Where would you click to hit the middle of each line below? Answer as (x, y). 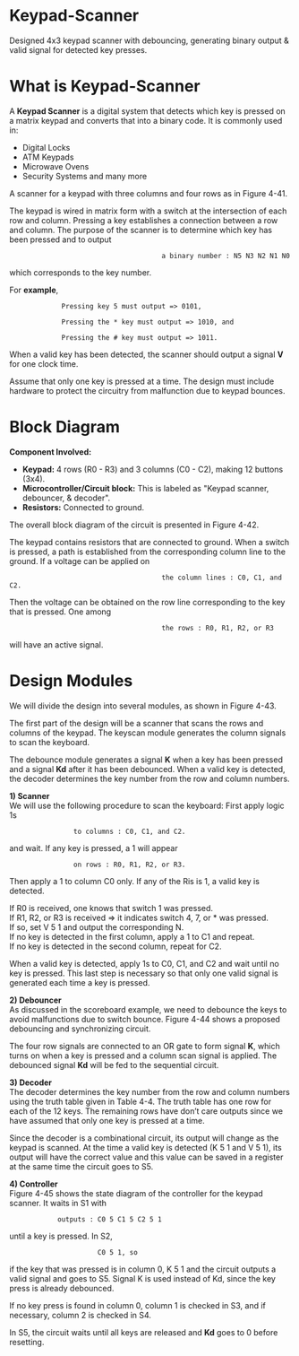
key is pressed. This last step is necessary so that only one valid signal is (144, 973)
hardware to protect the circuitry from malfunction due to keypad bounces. (147, 390)
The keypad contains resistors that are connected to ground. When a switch (149, 542)
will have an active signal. (56, 644)
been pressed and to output (60, 239)
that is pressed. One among (60, 612)
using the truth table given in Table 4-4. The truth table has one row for (140, 1101)
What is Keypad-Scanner (105, 87)
